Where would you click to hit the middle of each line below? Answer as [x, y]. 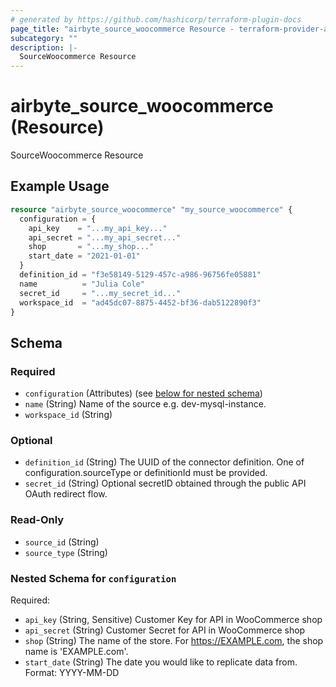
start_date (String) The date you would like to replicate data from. [161, 662]
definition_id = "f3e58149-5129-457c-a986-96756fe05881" [140, 275]
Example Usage [60, 186]
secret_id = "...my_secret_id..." [100, 293]
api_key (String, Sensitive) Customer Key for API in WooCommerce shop [173, 619]
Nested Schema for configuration [93, 578]
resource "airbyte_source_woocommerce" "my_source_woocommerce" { [151, 209]
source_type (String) [66, 552]
